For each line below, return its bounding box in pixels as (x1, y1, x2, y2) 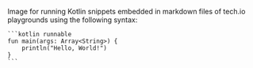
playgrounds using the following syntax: (7, 15, 138, 25)
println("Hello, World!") (21, 44, 108, 52)
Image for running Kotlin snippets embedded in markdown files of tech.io (7, 7, 246, 16)
